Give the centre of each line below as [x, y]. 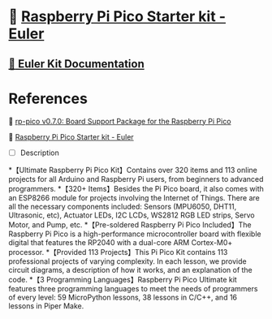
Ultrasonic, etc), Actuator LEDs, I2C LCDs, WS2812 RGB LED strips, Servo [132, 215]
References [48, 99]
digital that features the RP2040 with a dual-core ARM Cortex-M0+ [121, 242]
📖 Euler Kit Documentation [76, 64]
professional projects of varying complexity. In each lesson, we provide [127, 261]
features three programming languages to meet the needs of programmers [133, 288]
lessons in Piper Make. [46, 306]
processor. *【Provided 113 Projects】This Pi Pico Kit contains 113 [118, 252]
